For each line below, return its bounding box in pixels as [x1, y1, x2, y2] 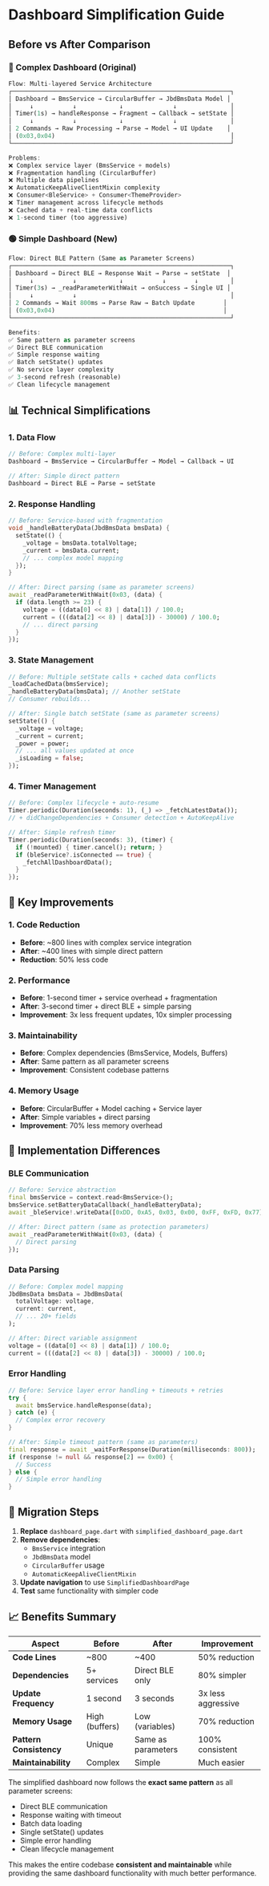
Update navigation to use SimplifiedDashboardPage [19, 1578, 190, 1588]
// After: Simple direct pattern [8, 472, 120, 481]
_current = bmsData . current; [22, 546, 120, 554]
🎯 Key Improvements [8, 895, 114, 909]
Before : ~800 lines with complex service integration [19, 937, 192, 947]
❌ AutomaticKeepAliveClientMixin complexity [8, 184, 160, 192]
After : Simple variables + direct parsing [19, 1112, 151, 1121]
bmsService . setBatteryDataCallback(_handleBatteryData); [8, 1201, 203, 1209]
